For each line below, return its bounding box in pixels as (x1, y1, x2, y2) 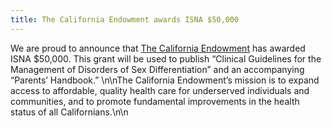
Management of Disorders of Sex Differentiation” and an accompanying (10, 63, 305, 75)
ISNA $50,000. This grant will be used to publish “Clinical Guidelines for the (10, 52, 322, 65)
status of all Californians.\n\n (10, 106, 129, 118)
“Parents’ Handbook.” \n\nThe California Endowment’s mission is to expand (10, 74, 320, 86)
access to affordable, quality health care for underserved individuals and (10, 84, 310, 96)
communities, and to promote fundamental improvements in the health (10, 95, 300, 107)
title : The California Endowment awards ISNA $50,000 (10, 14, 240, 25)
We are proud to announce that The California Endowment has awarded (10, 42, 306, 54)
